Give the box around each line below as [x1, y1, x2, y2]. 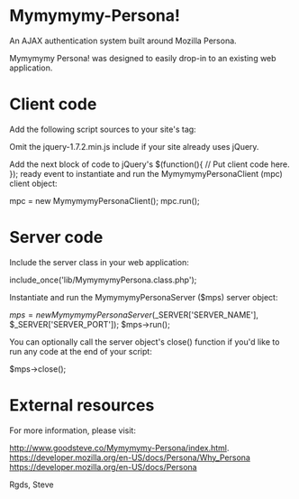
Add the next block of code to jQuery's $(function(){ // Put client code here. [9, 159, 290, 170]
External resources [9, 395, 155, 415]
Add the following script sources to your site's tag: [9, 124, 196, 134]
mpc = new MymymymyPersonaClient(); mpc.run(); [9, 195, 200, 206]
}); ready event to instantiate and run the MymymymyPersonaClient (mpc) [9, 168, 284, 179]
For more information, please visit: [9, 425, 137, 436]
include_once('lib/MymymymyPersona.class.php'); [9, 274, 197, 285]
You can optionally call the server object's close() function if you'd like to [9, 336, 280, 347]
